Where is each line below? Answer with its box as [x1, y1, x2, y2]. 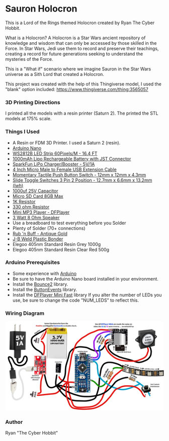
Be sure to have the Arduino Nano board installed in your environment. [12, 276, 158, 282]
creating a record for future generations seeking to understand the [5, 51, 143, 57]
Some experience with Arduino [12, 270, 77, 277]
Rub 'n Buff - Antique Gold [12, 230, 68, 236]
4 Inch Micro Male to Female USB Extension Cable [12, 166, 117, 172]
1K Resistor [12, 198, 36, 204]
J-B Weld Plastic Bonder [12, 236, 63, 242]
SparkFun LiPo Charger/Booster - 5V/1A [12, 161, 95, 167]
